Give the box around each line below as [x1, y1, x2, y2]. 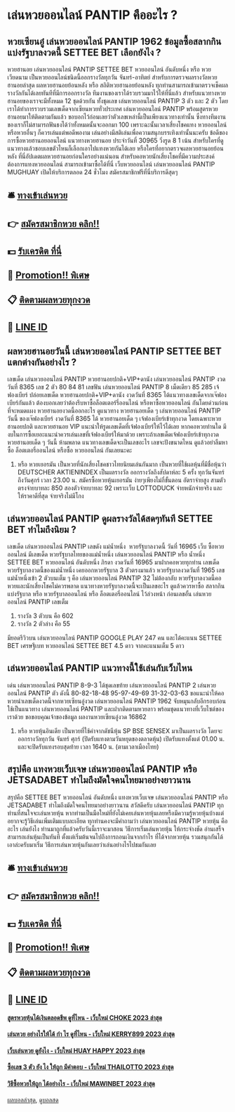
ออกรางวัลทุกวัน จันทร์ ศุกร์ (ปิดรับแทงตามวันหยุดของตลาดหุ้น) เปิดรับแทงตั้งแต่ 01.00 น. [17, 735, 225, 743]
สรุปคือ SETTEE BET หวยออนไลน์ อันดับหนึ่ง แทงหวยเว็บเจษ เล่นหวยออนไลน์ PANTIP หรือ [7, 793, 228, 801]
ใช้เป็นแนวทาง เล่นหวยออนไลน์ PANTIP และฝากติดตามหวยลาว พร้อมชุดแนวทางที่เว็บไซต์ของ [7, 704, 224, 713]
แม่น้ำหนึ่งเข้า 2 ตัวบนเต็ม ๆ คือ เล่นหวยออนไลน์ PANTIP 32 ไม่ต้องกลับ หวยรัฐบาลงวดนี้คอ [7, 574, 222, 582]
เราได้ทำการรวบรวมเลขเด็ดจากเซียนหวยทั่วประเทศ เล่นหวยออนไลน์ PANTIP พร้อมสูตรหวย [7, 105, 219, 112]
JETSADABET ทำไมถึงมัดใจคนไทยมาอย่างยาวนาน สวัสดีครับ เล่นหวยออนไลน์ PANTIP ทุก [7, 801, 224, 809]
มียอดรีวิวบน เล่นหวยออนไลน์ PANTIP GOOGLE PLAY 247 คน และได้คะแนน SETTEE [7, 633, 222, 642]
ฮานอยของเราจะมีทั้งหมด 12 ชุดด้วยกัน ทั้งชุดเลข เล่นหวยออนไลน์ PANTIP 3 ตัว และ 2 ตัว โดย [7, 97, 229, 105]
